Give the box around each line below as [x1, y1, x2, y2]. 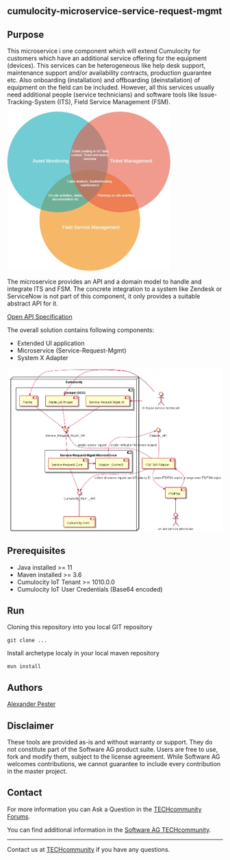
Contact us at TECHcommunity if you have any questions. [7, 845, 170, 853]
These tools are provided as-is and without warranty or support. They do [7, 738, 213, 746]
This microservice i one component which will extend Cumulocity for [7, 47, 201, 55]
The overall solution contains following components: [7, 326, 155, 334]
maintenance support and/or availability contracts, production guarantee [7, 68, 212, 77]
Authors [7, 681, 43, 694]
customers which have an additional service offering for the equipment [7, 54, 207, 62]
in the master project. [7, 767, 68, 776]
